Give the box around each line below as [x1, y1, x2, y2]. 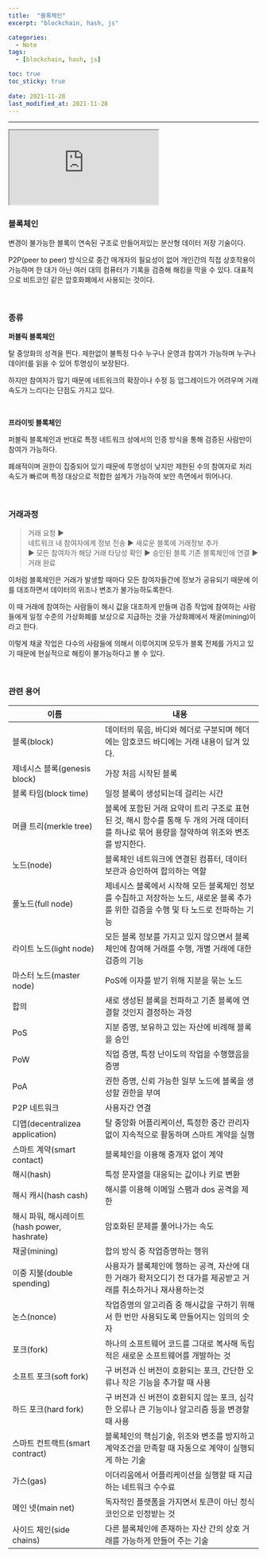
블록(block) [12, 736, 54, 747]
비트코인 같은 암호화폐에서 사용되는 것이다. [22, 275, 155, 284]
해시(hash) [12, 1169, 52, 1180]
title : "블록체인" [8, 11, 66, 20]
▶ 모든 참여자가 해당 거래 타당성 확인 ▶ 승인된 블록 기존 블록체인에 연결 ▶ [27, 548, 258, 558]
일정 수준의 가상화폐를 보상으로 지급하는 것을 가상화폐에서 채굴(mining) [29, 612, 250, 622]
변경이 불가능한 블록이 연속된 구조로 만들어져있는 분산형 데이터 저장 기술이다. [8, 238, 246, 248]
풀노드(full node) [12, 898, 74, 909]
